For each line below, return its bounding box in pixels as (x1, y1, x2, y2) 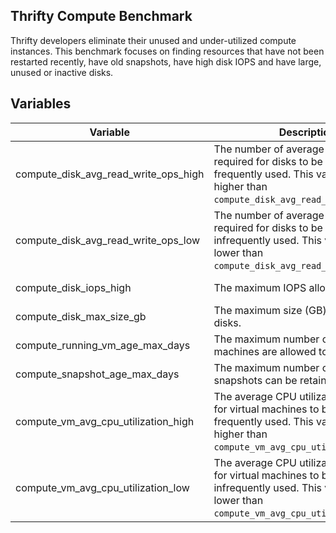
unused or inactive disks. (10, 66, 114, 78)
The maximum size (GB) (213, 303, 327, 317)
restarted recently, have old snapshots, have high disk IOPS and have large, (10, 55, 322, 68)
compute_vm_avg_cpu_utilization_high (15, 414, 195, 428)
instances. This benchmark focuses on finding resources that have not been (10, 45, 325, 57)
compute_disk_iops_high (15, 280, 132, 294)
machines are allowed (213, 344, 317, 358)
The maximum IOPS (213, 280, 307, 294)
